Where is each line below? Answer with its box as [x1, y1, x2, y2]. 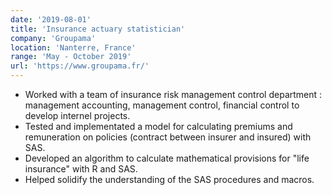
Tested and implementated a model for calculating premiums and [24, 121, 293, 132]
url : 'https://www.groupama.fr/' [10, 61, 150, 71]
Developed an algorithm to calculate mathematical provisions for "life [24, 152, 310, 164]
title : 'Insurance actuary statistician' [10, 24, 186, 34]
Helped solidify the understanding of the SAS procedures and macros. [24, 174, 315, 185]
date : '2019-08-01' [10, 14, 92, 25]
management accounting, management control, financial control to [24, 99, 300, 111]
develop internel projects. [24, 110, 131, 121]
